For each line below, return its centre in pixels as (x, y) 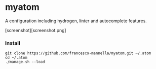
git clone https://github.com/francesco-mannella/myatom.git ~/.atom (78, 53)
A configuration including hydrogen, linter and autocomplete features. (76, 21)
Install (13, 43)
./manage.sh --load (25, 62)
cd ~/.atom (16, 58)
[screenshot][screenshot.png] (36, 30)
